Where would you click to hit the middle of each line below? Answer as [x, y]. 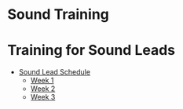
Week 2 [43, 89]
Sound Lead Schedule [55, 72]
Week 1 [42, 81]
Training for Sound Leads [91, 51]
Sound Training [58, 15]
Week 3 [43, 97]
